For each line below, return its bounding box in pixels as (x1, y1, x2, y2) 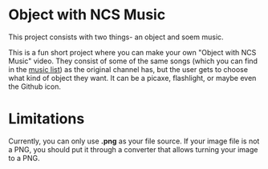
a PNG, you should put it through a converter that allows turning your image (8, 144, 258, 154)
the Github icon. (8, 82, 62, 91)
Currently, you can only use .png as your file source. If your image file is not (8, 136, 260, 146)
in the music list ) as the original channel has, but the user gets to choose (8, 64, 249, 74)
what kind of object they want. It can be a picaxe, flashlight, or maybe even (8, 73, 257, 82)
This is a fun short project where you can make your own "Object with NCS (8, 47, 257, 57)
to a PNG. (8, 153, 40, 163)
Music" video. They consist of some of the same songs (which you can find (8, 56, 258, 66)
